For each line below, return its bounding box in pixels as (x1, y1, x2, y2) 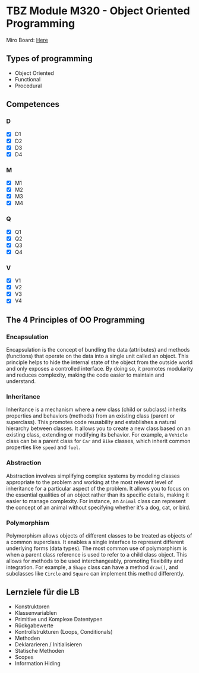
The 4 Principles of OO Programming (6, 315, 146, 325)
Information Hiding (14, 659, 61, 666)
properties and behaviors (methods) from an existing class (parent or (6, 412, 175, 419)
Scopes (14, 653, 34, 661)
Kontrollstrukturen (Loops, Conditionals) (14, 628, 113, 635)
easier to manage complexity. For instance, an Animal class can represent (6, 497, 186, 504)
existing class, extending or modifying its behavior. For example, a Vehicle (6, 431, 188, 438)
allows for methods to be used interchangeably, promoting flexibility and (6, 557, 184, 564)
